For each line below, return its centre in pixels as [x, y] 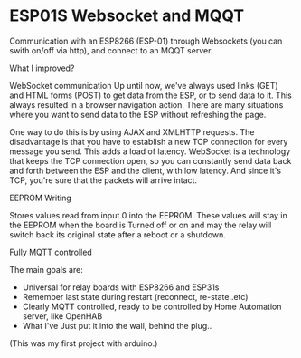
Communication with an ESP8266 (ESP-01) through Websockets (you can [146, 41]
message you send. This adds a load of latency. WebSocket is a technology [150, 151]
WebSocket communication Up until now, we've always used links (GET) [144, 85]
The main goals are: [46, 269]
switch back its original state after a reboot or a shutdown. [118, 234]
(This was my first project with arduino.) [84, 343]
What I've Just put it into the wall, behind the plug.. [117, 325]
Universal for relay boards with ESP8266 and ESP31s [121, 287]
